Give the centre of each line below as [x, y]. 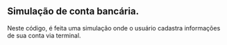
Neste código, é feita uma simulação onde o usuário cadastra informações [114, 28]
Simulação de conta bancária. [73, 11]
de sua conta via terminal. [44, 35]
